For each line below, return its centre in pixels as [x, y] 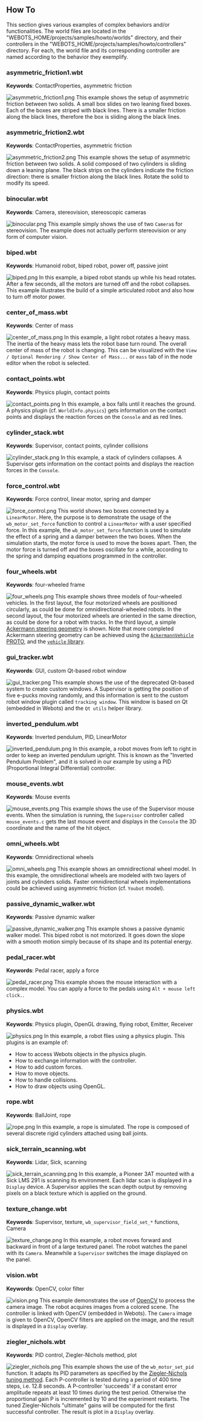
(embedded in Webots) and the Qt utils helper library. [75, 708]
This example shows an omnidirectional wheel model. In [127, 869]
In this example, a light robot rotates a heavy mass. [127, 337]
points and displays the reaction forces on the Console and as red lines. [95, 416]
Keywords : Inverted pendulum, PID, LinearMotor [66, 737]
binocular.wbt [27, 199]
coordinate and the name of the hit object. [59, 828]
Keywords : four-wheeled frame [46, 585]
